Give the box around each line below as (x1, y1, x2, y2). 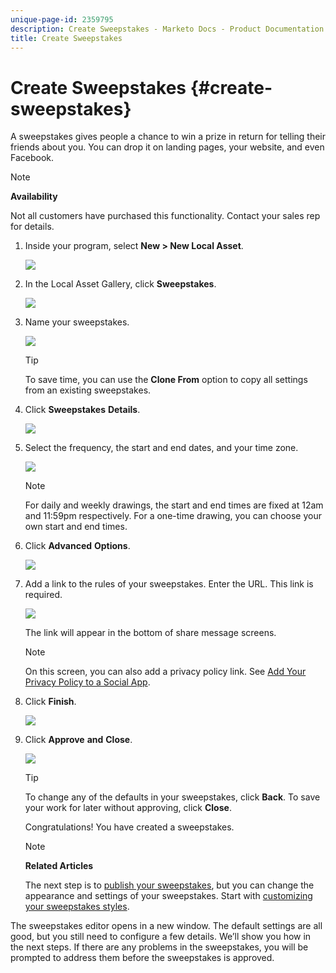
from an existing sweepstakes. (24, 384, 152, 396)
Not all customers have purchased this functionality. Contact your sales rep (10, 210, 321, 222)
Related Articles (24, 860, 94, 872)
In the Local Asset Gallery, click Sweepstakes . (24, 278, 217, 290)
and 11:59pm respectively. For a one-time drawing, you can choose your (24, 510, 322, 522)
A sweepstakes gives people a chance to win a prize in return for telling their (10, 131, 327, 143)
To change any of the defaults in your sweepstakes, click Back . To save (24, 791, 321, 803)
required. (24, 589, 63, 601)
